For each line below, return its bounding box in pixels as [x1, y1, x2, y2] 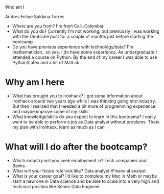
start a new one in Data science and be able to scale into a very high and [12, 178, 159, 184]
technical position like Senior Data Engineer [12, 183, 100, 189]
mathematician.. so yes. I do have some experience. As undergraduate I [12, 49, 157, 55]
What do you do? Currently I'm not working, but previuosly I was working [12, 28, 160, 34]
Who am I [5, 4, 24, 10]
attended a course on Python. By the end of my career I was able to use [12, 54, 158, 60]
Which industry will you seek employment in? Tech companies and [12, 157, 147, 163]
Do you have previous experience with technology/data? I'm [12, 44, 134, 49]
